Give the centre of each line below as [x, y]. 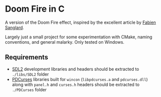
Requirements [27, 57]
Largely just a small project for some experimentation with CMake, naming [79, 37]
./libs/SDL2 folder [30, 74]
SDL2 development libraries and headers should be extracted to [75, 69]
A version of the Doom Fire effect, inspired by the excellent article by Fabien [80, 22]
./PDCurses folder [29, 89]
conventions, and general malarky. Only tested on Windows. [65, 42]
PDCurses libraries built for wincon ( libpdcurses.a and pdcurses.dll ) [80, 79]
